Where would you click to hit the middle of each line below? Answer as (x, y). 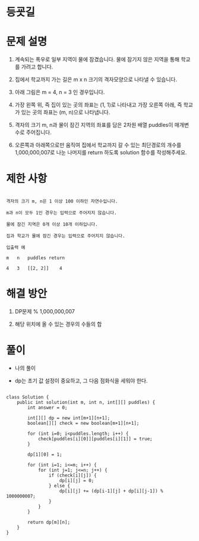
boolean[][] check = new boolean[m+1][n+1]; (83, 423)
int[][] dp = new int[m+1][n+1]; (69, 418)
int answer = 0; (48, 408)
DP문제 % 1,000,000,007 (45, 311)
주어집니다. (39, 132)
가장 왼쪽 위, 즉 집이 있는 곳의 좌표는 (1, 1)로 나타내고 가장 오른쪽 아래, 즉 (98, 105)
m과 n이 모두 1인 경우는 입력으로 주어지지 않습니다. (61, 213)
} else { (59, 486)
